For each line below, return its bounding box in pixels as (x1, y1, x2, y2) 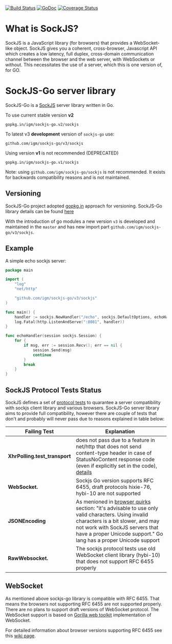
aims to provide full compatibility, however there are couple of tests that (5, 410, 157, 416)
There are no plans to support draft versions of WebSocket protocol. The (5, 606, 159, 612)
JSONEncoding (8, 517, 46, 524)
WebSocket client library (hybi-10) (76, 551, 160, 558)
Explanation (105, 428, 135, 435)
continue (32, 352, 52, 357)
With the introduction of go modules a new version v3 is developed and (5, 218, 155, 224)
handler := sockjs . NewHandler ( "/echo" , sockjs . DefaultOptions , (14, 314, 153, 319)
